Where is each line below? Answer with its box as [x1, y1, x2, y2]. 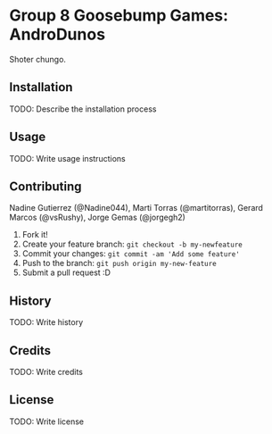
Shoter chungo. [9, 54, 67, 64]
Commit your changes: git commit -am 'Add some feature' [21, 248, 241, 259]
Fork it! [21, 230, 49, 240]
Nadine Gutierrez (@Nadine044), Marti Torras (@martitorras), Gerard [9, 203, 263, 213]
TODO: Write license [9, 416, 85, 427]
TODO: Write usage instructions [9, 153, 127, 163]
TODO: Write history [9, 317, 84, 328]
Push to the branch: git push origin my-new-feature [21, 258, 217, 269]
